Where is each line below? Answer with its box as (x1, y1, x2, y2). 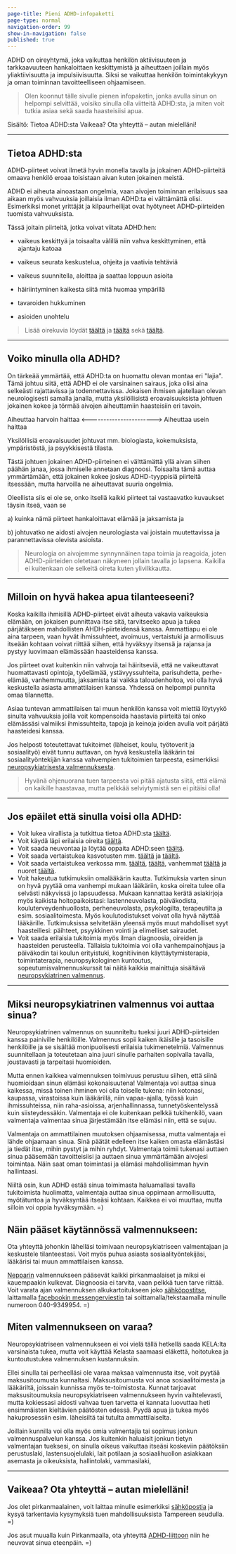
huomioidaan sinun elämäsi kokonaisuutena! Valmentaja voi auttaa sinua (7, 1079, 216, 1087)
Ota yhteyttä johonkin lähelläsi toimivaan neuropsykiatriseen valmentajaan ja (7, 1242, 228, 1250)
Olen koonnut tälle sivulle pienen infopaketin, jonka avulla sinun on (24, 92, 217, 101)
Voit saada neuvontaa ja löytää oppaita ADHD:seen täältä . (17, 845, 185, 853)
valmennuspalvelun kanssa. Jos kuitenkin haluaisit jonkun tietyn (7, 1434, 192, 1442)
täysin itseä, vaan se (7, 501, 67, 509)
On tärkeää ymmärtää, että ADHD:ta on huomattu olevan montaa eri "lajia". (7, 371, 223, 380)
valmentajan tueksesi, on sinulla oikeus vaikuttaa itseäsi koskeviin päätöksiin (7, 1441, 228, 1450)
